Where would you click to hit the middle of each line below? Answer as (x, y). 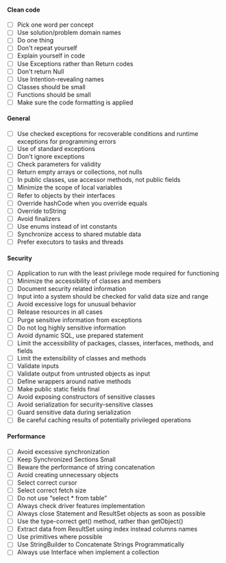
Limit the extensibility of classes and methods (81, 358)
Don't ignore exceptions (51, 157)
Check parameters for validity (59, 164)
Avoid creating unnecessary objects (67, 474)
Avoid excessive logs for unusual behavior (76, 304)
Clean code (24, 10)
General (19, 118)
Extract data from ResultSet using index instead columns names (107, 529)
